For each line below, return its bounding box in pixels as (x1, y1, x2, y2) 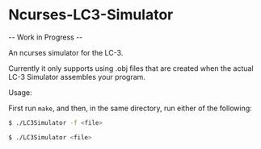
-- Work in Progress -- (8, 32, 83, 42)
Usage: (8, 87, 32, 97)
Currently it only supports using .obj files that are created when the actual (8, 63, 254, 73)
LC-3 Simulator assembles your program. (8, 72, 145, 81)
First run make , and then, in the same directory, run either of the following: (8, 103, 252, 113)
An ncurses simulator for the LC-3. (8, 48, 124, 57)
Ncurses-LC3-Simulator (8, 6, 174, 24)
